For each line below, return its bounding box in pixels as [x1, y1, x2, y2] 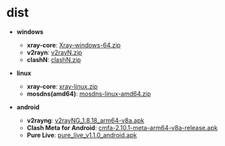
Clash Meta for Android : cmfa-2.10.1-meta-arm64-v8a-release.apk [26, 123, 218, 132]
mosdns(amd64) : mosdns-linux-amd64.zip [26, 90, 151, 98]
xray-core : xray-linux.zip [26, 82, 98, 90]
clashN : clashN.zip [26, 55, 81, 63]
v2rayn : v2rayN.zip [26, 48, 82, 56]
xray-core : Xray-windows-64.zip [26, 41, 121, 49]
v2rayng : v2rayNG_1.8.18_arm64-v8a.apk [26, 116, 144, 125]
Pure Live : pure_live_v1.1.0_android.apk [26, 131, 137, 139]
